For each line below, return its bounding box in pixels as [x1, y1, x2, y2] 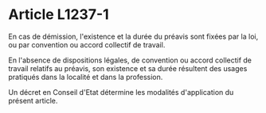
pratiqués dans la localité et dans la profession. [8, 72, 163, 81]
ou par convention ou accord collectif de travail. [8, 40, 166, 49]
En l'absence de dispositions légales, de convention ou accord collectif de [8, 55, 252, 65]
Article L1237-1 [8, 6, 109, 24]
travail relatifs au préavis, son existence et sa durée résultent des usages [8, 63, 248, 73]
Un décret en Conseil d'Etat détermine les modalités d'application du [8, 87, 234, 96]
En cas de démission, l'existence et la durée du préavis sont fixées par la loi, [8, 32, 259, 41]
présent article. [8, 96, 58, 105]
